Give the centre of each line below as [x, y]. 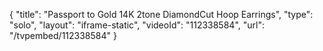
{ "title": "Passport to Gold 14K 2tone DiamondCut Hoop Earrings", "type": [161, 14]
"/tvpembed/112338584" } [63, 35]
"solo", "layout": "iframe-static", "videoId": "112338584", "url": [137, 25]
